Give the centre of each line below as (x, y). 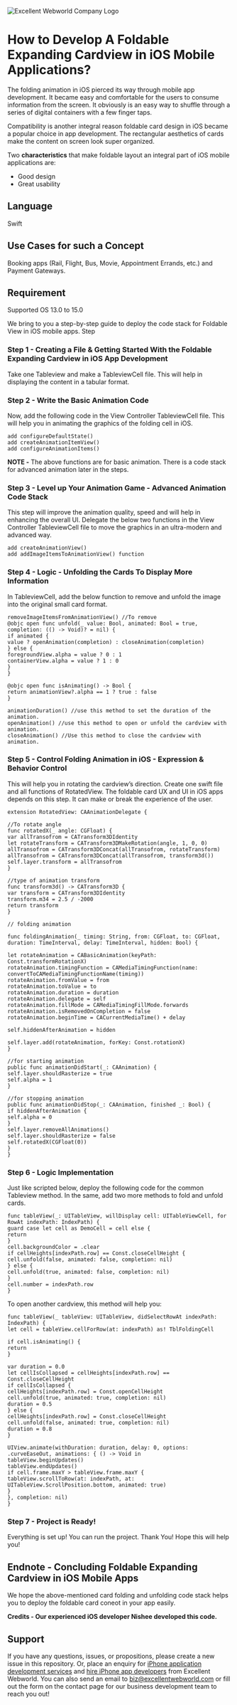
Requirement (37, 293)
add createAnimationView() (47, 548)
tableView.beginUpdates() (45, 1460)
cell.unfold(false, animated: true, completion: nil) (89, 1423)
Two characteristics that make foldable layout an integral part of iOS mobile (118, 155)
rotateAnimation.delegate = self (57, 999)
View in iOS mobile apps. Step (51, 332)
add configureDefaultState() (50, 436)
